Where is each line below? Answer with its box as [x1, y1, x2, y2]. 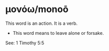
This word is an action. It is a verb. [5, 20, 78, 26]
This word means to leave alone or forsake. [12, 30, 104, 36]
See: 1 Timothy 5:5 [5, 39, 45, 46]
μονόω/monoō [5, 4, 69, 15]
